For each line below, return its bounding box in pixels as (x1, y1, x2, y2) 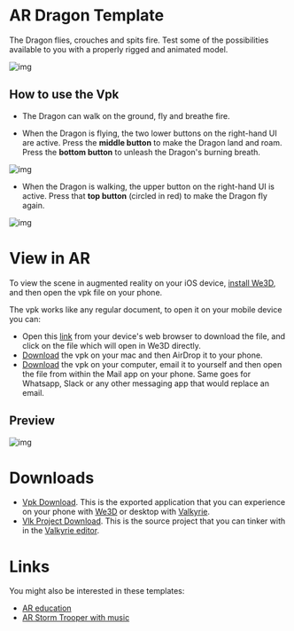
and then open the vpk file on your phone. (9, 287, 163, 297)
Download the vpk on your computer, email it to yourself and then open (21, 359, 282, 369)
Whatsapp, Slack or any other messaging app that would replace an (21, 378, 270, 389)
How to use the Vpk (9, 87, 120, 102)
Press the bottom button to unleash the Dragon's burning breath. (21, 146, 261, 157)
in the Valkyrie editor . (21, 525, 100, 536)
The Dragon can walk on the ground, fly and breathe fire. (21, 110, 230, 121)
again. (21, 200, 45, 210)
